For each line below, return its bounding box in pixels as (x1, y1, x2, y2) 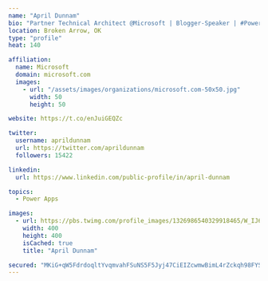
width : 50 (29, 93, 62, 101)
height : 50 (29, 101, 66, 109)
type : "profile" (8, 34, 62, 42)
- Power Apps (15, 195, 59, 204)
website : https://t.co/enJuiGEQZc (8, 115, 124, 123)
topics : (8, 188, 34, 196)
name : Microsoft (15, 63, 69, 72)
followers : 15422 (15, 151, 73, 160)
